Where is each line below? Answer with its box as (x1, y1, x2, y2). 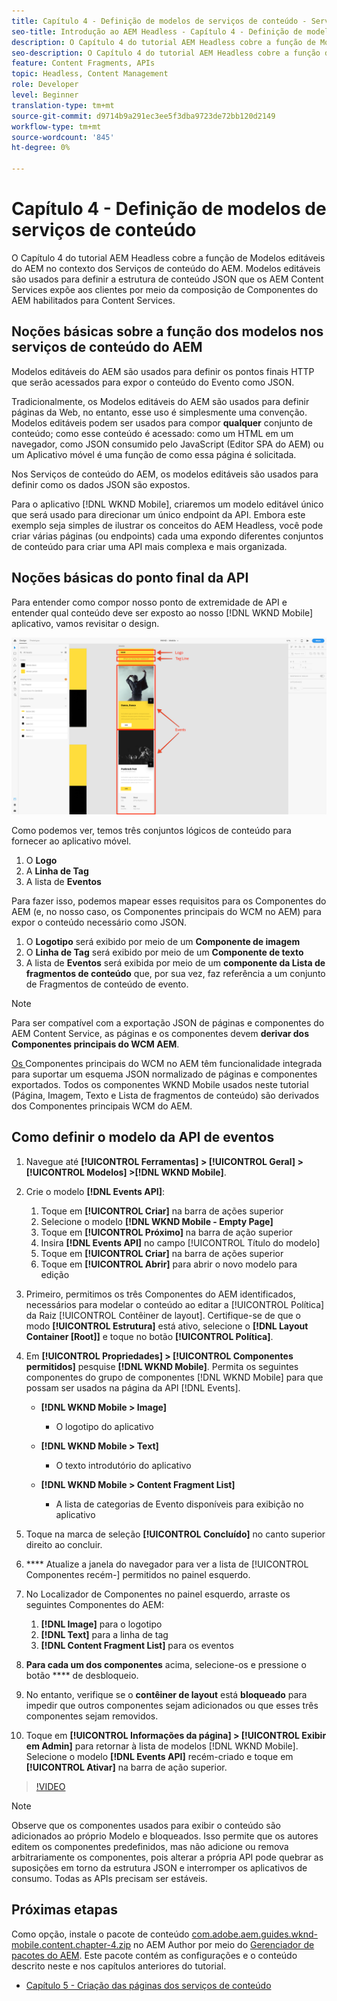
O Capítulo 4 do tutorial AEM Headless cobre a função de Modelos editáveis (11, 251, 326, 264)
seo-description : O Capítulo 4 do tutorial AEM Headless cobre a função (11, 48, 321, 58)
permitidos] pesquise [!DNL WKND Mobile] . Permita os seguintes (25, 1360, 299, 1372)
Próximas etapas (11, 1901, 118, 1919)
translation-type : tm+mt (11, 100, 115, 110)
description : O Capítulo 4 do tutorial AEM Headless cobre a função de (11, 37, 316, 47)
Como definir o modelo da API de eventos (11, 1129, 275, 1146)
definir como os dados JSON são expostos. (11, 478, 191, 490)
